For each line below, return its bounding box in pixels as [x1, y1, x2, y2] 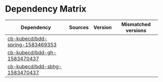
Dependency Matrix [5, 3, 86, 15]
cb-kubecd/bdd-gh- [7, 49, 57, 56]
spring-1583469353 [7, 41, 57, 48]
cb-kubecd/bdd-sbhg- [7, 63, 62, 70]
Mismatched [121, 21, 151, 28]
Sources [69, 24, 89, 31]
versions [126, 27, 147, 33]
